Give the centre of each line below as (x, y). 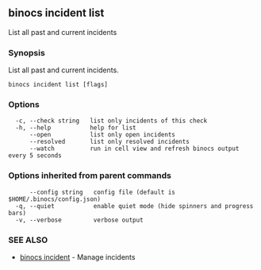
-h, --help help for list (76, 128)
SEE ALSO (28, 240)
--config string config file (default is (102, 192)
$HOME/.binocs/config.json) (55, 199)
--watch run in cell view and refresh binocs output (134, 149)
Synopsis (27, 52)
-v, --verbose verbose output (80, 220)
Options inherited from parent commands (90, 175)
